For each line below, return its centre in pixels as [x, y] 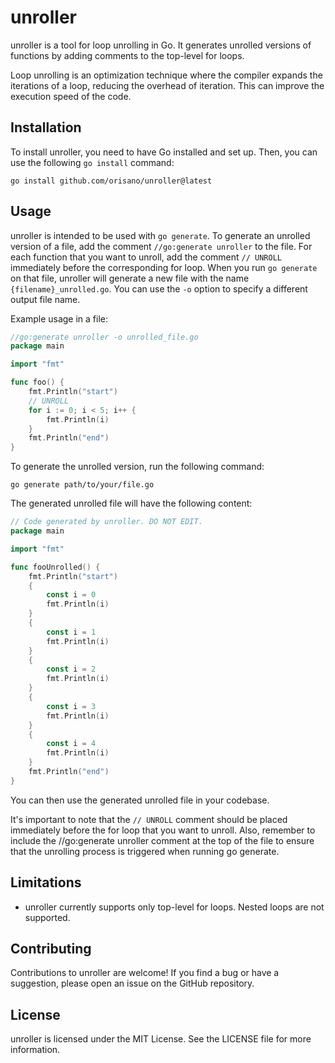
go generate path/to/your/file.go [82, 485]
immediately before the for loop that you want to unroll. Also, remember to [163, 830]
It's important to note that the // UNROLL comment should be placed [149, 819]
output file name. [45, 299]
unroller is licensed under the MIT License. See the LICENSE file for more [161, 1039]
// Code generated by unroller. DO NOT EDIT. [106, 522]
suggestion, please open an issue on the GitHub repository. [132, 983]
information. [35, 1050]
